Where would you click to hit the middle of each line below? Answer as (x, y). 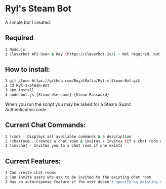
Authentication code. (26, 109)
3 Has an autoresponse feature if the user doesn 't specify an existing (82, 182)
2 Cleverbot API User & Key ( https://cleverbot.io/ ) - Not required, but (83, 54)
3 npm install (20, 90)
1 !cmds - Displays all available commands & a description (68, 136)
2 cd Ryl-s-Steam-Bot (27, 86)
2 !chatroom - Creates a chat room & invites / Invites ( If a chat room (82, 141)
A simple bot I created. (28, 22)
